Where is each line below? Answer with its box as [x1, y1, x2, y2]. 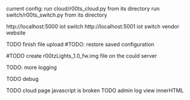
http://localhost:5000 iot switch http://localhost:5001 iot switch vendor [6, 23, 179, 30]
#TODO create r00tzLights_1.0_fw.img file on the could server [6, 52, 157, 59]
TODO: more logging [6, 64, 57, 71]
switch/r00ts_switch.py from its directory [6, 11, 108, 18]
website [6, 29, 26, 36]
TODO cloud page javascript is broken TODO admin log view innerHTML [6, 87, 184, 94]
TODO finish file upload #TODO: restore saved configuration [6, 41, 154, 48]
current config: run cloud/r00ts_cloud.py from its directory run [6, 5, 160, 12]
